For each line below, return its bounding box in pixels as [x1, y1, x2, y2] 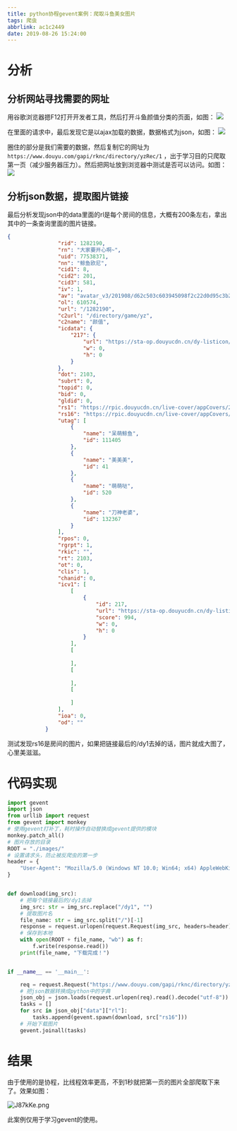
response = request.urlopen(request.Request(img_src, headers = [20, 923, 210, 930]
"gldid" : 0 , [57, 397, 93, 405]
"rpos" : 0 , [57, 535, 90, 542]
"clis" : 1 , [57, 568, 90, 575]
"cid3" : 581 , [57, 280, 97, 287]
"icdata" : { [57, 325, 93, 333]
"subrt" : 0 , [57, 378, 93, 385]
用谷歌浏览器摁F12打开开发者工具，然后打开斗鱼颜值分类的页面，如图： [7, 113, 215, 121]
